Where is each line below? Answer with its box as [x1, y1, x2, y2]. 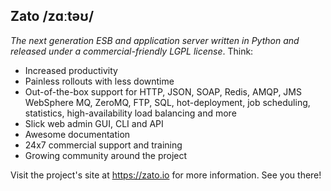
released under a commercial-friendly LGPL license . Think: [10, 45, 254, 57]
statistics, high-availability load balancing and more [24, 107, 237, 119]
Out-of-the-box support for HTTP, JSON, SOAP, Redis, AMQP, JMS [24, 85, 302, 98]
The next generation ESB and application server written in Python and [10, 34, 300, 46]
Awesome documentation [24, 128, 131, 140]
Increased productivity [24, 64, 118, 76]
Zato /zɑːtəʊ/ [10, 8, 95, 25]
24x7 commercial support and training [24, 139, 183, 151]
